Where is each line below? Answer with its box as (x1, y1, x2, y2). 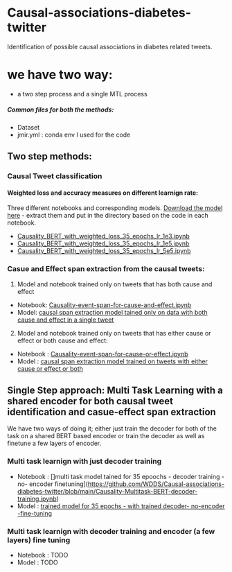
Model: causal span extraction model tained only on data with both (17, 308, 208, 316)
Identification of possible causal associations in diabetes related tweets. (7, 42, 213, 51)
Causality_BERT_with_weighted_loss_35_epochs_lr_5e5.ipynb (17, 247, 192, 255)
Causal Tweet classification (7, 171, 102, 181)
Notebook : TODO (17, 551, 69, 560)
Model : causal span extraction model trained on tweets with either (17, 357, 208, 365)
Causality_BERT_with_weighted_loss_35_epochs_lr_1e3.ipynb (17, 232, 190, 241)
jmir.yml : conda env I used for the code (17, 130, 131, 139)
